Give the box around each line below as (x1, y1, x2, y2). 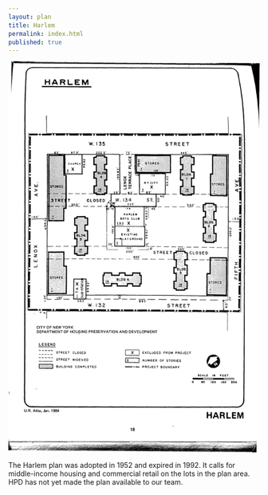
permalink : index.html (8, 29, 84, 37)
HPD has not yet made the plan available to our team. (8, 477, 183, 487)
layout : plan (8, 13, 52, 21)
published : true (8, 38, 62, 46)
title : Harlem (8, 21, 56, 29)
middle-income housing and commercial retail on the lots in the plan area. (8, 469, 250, 478)
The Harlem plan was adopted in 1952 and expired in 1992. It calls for (8, 461, 235, 470)
